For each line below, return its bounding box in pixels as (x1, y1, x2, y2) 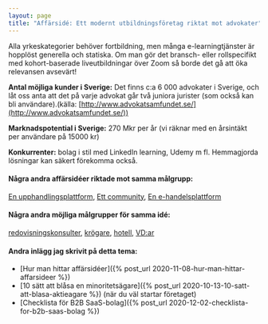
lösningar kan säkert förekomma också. (8, 155, 138, 165)
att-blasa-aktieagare (19, 290, 88, 299)
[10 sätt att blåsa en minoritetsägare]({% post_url (19, 281, 181, 290)
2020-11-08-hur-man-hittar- (152, 264, 246, 274)
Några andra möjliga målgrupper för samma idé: (8, 210, 171, 220)
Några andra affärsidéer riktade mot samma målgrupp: (8, 174, 194, 184)
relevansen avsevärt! (8, 66, 77, 76)
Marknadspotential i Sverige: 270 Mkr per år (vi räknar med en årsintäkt (8, 123, 247, 133)
